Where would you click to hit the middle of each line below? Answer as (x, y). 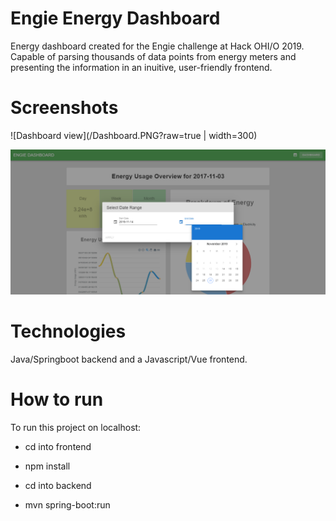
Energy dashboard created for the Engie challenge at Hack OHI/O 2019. (157, 46)
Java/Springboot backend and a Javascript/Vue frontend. (129, 359)
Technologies (68, 331)
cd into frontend (58, 447)
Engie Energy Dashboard (115, 18)
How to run (57, 399)
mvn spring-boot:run (67, 505)
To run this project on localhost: (76, 428)
